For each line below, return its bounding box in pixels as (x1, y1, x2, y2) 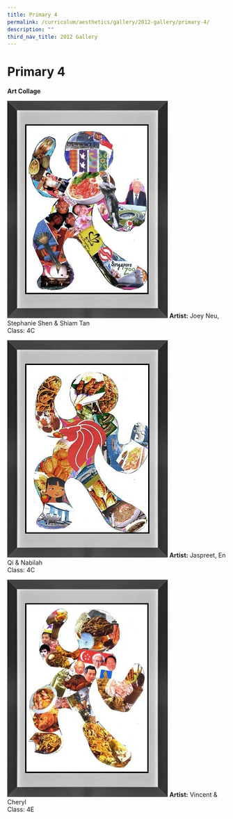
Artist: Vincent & (169, 790, 218, 799)
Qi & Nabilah (7, 558, 43, 567)
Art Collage (7, 87, 41, 95)
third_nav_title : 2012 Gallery (7, 33, 98, 40)
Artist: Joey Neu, (169, 311, 219, 320)
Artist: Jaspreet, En (169, 551, 226, 560)
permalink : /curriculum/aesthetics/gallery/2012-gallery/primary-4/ (7, 18, 210, 26)
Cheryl (7, 798, 26, 806)
